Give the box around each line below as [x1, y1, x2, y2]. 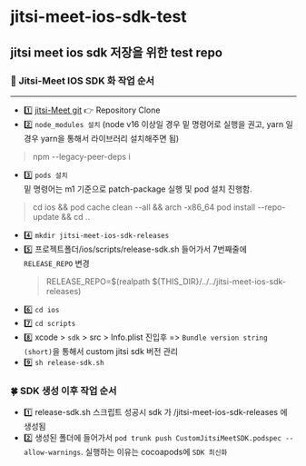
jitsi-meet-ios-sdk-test [10, 6, 187, 27]
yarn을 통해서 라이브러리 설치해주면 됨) [40, 133, 180, 144]
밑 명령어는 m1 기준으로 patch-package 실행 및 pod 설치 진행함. [23, 183, 252, 194]
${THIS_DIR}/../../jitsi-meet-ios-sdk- [152, 275, 287, 287]
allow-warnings [23, 448, 82, 458]
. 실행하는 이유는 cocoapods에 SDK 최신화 [81, 447, 228, 458]
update [32, 211, 60, 222]
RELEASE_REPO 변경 [23, 257, 90, 269]
